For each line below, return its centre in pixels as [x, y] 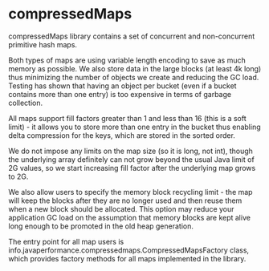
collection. [26, 103]
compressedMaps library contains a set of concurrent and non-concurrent [132, 36]
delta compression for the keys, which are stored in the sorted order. [122, 135]
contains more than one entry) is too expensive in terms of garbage [120, 94]
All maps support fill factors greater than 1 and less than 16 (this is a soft [127, 118]
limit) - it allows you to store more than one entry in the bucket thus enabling [134, 127]
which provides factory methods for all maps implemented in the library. [127, 258]
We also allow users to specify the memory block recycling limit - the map [130, 192]
